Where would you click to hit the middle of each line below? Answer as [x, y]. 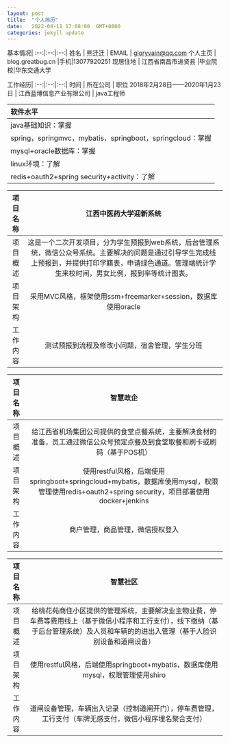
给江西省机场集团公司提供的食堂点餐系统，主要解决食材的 [124, 432]
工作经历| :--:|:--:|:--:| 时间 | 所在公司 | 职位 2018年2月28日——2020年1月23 [114, 85]
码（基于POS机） [124, 453]
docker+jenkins [124, 501]
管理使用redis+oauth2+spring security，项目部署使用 [124, 492]
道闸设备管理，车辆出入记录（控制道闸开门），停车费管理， [124, 709]
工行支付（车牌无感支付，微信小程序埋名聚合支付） [124, 719]
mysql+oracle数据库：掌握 [53, 151]
